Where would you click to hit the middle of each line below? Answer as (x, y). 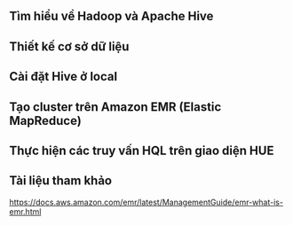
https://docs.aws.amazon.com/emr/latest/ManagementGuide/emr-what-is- (146, 202)
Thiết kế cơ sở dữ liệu (69, 47)
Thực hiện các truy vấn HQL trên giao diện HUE (142, 150)
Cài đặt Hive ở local (63, 77)
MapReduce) (45, 120)
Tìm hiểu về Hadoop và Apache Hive (111, 16)
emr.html (25, 211)
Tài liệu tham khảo (61, 181)
